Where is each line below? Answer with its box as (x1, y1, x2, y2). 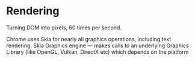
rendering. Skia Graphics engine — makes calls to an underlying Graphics (6, 42, 189, 49)
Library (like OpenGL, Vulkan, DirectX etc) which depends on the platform (6, 48, 189, 55)
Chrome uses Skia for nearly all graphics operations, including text (6, 35, 172, 42)
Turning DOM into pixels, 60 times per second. (6, 24, 122, 31)
